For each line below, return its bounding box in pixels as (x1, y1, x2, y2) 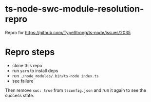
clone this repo (12, 62, 42, 68)
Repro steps (5, 47, 55, 58)
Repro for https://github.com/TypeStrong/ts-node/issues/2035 (5, 29, 131, 35)
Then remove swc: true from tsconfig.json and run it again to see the (5, 87, 146, 93)
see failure (12, 78, 34, 84)
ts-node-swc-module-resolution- (5, 3, 144, 15)
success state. (5, 92, 35, 98)
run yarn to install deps (12, 68, 58, 73)
